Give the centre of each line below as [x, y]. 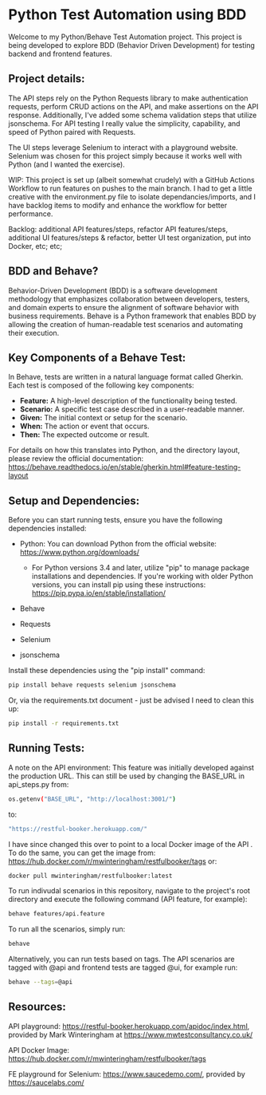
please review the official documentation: [76, 459]
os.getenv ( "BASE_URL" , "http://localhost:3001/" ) [92, 799]
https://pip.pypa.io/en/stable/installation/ [98, 593]
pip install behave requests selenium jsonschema [92, 685]
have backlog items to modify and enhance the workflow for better [118, 205]
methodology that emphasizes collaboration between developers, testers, [129, 299]
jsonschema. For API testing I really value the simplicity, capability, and [124, 123]
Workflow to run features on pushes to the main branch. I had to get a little [130, 188]
